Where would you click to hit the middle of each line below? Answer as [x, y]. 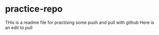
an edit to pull [19, 27]
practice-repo [34, 9]
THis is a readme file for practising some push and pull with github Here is [80, 22]
